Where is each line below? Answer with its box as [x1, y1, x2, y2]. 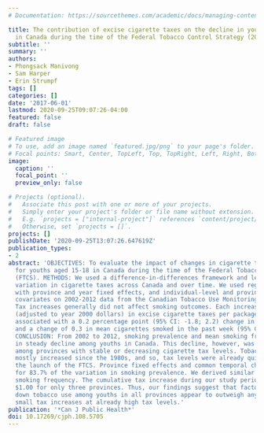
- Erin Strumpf [8, 76, 58, 85]
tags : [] [8, 84, 37, 92]
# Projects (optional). [8, 194, 86, 202]
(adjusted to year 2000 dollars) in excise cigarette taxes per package [15, 310, 258, 319]
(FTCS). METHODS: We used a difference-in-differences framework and [15, 273, 247, 282]
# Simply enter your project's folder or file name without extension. [8, 208, 255, 216]
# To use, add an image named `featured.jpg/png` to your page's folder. [8, 142, 255, 150]
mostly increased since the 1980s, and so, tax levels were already [15, 354, 244, 362]
